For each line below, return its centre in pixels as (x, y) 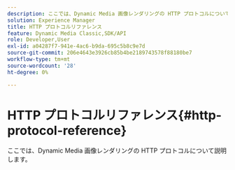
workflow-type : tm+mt (39, 59)
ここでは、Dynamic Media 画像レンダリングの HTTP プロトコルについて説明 (117, 150)
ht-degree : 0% (28, 72)
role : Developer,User (39, 40)
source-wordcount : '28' (42, 66)
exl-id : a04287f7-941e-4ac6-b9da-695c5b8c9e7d (76, 46)
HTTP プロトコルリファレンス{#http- (115, 115)
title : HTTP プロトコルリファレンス (55, 27)
